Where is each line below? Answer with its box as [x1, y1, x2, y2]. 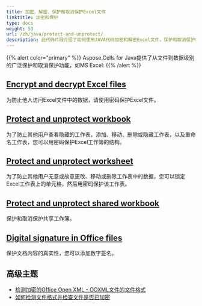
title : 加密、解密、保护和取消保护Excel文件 [6, 8, 106, 15]
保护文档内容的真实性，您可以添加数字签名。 [6, 249, 117, 257]
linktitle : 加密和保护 [6, 14, 59, 20]
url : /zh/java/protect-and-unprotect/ [6, 31, 103, 37]
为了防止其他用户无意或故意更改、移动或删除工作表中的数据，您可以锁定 [6, 173, 185, 180]
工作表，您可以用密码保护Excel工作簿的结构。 [11, 138, 125, 145]
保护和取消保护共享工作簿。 [6, 215, 75, 222]
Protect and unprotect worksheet [6, 156, 133, 166]
